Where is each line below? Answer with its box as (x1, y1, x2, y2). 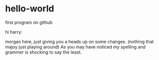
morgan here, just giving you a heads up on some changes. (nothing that (5, 38, 154, 45)
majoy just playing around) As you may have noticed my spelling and (5, 44, 146, 50)
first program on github (5, 19, 53, 25)
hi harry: (5, 29, 22, 35)
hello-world (5, 3, 55, 14)
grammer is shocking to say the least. (5, 49, 82, 55)
